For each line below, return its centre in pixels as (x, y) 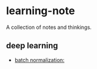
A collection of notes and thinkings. (49, 27)
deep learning (32, 46)
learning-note (41, 11)
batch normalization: (39, 60)
